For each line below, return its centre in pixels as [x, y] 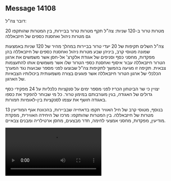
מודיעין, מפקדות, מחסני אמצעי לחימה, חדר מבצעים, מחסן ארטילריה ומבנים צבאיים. [85, 120]
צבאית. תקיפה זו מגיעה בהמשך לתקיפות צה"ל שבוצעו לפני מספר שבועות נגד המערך [86, 68]
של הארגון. [16, 78]
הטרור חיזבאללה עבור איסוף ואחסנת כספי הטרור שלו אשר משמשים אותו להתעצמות [85, 62]
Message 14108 [31, 8]
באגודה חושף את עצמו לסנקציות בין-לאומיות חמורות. [56, 99]
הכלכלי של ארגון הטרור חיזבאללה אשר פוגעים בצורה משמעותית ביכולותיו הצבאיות [83, 73]
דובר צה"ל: [16, 21]
